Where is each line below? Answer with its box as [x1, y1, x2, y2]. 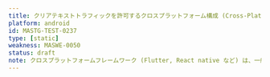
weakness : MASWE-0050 [8, 42, 81, 50]
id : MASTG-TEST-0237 [8, 26, 78, 34]
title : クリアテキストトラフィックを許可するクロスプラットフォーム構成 [8, 11, 219, 20]
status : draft [8, 49, 56, 57]
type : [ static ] [8, 34, 59, 43]
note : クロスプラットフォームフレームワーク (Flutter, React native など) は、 [8, 57, 255, 65]
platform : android [8, 19, 70, 27]
